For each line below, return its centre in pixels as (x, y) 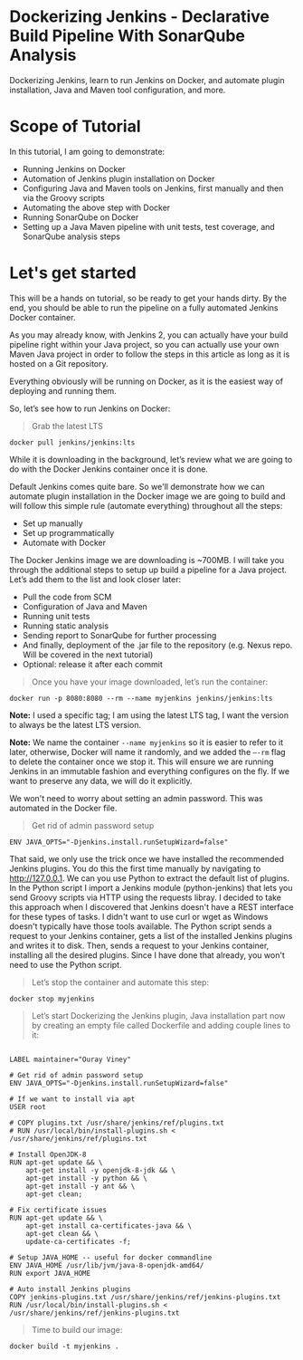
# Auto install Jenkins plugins (70, 1289)
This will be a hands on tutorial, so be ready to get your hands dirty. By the (148, 298)
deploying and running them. (63, 390)
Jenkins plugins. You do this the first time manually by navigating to (135, 868)
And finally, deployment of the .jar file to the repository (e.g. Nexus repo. (157, 645)
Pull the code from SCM (67, 597)
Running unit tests (56, 616)
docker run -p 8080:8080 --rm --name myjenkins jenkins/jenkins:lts (141, 698)
